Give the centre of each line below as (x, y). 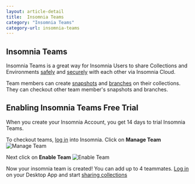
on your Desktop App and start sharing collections (67, 175)
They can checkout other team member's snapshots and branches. (87, 90)
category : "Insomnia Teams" (40, 22)
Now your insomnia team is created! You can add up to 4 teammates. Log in (97, 168)
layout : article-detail (35, 11)
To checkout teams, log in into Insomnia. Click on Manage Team (83, 139)
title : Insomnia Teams (35, 17)
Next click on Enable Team (39, 157)
